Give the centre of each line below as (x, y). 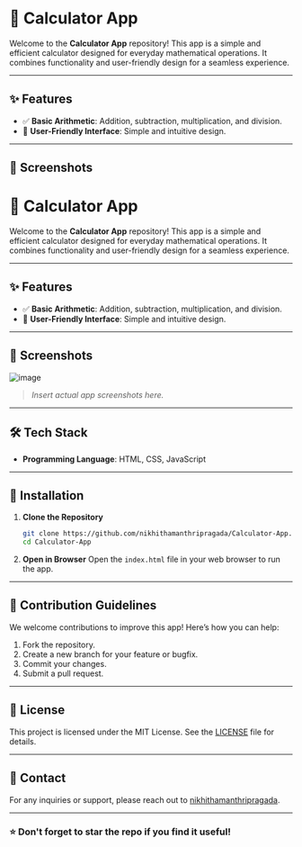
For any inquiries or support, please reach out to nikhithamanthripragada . (145, 799)
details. (23, 741)
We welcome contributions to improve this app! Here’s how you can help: (144, 627)
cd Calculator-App (57, 542)
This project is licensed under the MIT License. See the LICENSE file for (142, 732)
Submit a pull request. (63, 673)
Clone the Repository (62, 518)
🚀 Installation (47, 496)
